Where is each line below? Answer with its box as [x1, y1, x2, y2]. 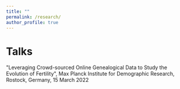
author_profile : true [6, 19, 59, 25]
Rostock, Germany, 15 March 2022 [6, 77, 89, 84]
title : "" [6, 8, 30, 15]
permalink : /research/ [6, 14, 61, 20]
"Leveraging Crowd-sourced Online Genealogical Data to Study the [6, 64, 168, 71]
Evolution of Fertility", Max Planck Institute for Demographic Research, [6, 70, 175, 77]
